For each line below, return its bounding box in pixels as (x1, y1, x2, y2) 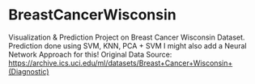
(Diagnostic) (8, 66, 50, 76)
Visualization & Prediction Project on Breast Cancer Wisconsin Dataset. (8, 32, 245, 42)
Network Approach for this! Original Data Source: (8, 49, 172, 59)
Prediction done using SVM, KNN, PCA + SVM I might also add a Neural (8, 40, 247, 50)
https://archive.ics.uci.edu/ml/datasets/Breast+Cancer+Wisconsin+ (8, 58, 233, 68)
